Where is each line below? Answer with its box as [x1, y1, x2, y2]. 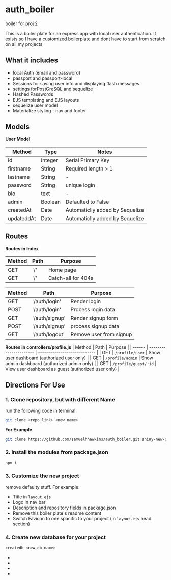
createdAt [8, 206, 32, 213]
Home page [48, 267, 76, 274]
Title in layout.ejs [12, 494, 51, 500]
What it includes [5, 56, 59, 65]
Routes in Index [5, 246, 39, 252]
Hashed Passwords [12, 91, 53, 98]
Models [5, 123, 30, 131]
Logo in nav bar [12, 499, 46, 505]
